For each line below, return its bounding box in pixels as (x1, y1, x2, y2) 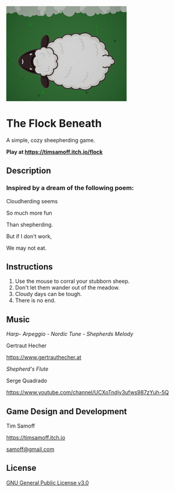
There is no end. (14, 297, 56, 304)
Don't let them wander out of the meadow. (14, 284, 120, 291)
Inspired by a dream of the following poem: (6, 184, 134, 192)
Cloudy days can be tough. (14, 291, 82, 298)
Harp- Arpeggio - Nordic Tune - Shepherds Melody (6, 330, 134, 338)
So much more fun (6, 209, 52, 216)
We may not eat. (6, 244, 47, 251)
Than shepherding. (6, 221, 54, 228)
